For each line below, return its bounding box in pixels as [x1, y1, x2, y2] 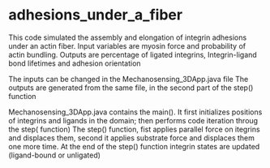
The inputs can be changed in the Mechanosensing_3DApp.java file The [8, 74, 249, 84]
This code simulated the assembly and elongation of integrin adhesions [8, 32, 247, 42]
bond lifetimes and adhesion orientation [8, 58, 141, 68]
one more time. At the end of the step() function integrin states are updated [8, 141, 260, 151]
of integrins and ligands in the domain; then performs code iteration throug [8, 115, 258, 125]
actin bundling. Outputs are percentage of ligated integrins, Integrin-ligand [8, 50, 257, 59]
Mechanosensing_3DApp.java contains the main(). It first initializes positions [8, 107, 263, 117]
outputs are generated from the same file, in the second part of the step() [8, 83, 254, 93]
